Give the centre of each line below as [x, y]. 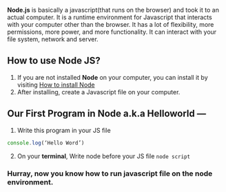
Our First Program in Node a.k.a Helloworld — [107, 114]
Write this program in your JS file [64, 130]
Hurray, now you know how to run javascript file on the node [110, 173]
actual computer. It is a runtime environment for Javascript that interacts [110, 17]
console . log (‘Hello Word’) [46, 143]
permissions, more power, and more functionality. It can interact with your [112, 32]
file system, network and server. [53, 39]
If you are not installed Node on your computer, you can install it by [112, 77]
